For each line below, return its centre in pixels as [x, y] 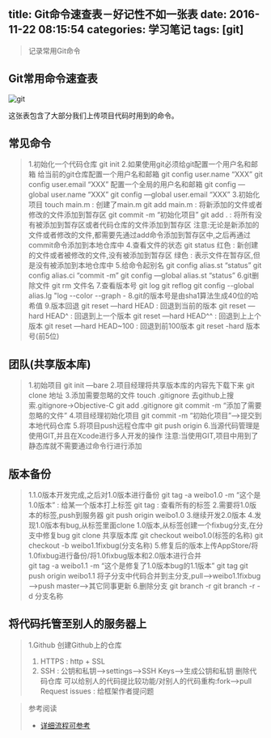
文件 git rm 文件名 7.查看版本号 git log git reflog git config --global [145, 286]
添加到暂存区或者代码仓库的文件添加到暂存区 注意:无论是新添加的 [151, 225]
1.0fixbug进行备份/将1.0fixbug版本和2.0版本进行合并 [115, 556]
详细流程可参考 [65, 725]
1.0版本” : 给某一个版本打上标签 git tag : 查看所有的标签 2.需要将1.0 [139, 505]
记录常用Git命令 [54, 50]
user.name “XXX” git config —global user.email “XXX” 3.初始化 [156, 195]
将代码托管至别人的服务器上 [78, 624]
